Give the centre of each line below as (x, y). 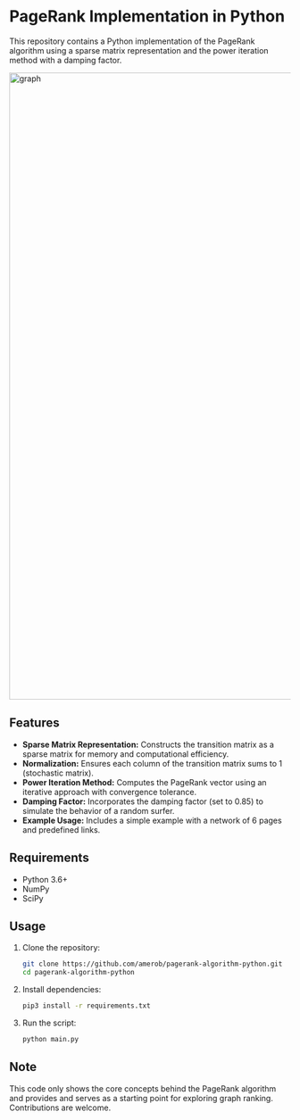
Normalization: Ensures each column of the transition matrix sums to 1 (152, 763)
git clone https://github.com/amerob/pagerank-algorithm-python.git (152, 964)
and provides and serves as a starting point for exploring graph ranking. (142, 1098)
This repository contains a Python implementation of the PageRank (132, 41)
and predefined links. (61, 830)
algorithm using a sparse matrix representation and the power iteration (139, 50)
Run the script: (49, 1023)
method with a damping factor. (66, 60)
